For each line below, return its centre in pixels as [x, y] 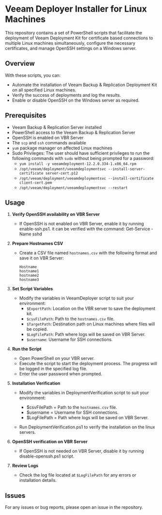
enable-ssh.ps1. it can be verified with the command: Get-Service [85, 229]
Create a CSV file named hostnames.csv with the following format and [88, 253]
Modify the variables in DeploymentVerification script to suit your [84, 393]
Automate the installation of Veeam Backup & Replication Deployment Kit [84, 85]
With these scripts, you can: [33, 75]
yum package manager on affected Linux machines [62, 148]
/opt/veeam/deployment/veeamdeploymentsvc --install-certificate [86, 178]
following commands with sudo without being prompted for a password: [83, 158]
